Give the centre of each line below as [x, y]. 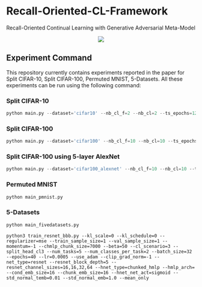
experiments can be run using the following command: [74, 85]
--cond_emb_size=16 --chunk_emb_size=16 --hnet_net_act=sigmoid [88, 273]
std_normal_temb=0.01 [33, 278]
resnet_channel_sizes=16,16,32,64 [50, 267]
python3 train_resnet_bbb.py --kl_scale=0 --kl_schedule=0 [82, 236]
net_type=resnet [26, 262]
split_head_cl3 [25, 252]
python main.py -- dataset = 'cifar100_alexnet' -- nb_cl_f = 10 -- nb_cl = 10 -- [101, 169]
